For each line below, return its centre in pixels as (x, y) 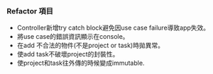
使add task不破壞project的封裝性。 (68, 54)
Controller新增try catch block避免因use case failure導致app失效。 (113, 28)
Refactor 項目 (30, 11)
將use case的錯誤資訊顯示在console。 (73, 37)
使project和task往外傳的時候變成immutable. (81, 63)
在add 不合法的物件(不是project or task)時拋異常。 (91, 45)
